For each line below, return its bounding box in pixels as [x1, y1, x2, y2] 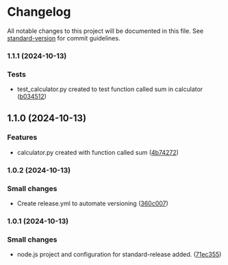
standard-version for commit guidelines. [7, 34, 121, 42]
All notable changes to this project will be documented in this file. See [7, 27, 204, 35]
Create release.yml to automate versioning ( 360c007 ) [16, 199, 169, 207]
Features [7, 133, 38, 142]
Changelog [7, 4, 71, 20]
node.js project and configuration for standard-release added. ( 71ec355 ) [16, 251, 222, 259]
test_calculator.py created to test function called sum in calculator [16, 85, 203, 93]
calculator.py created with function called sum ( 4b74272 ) [16, 148, 179, 156]
